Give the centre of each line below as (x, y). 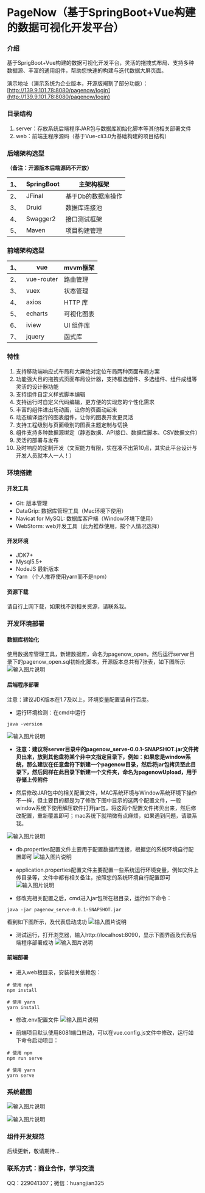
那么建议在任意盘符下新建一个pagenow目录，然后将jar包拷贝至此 (109, 764)
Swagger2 (41, 219)
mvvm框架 (79, 268)
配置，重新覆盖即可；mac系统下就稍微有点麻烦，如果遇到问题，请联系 (109, 815)
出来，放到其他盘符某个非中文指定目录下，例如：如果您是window (103, 757)
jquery (35, 337)
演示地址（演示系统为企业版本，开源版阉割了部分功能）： (78, 84)
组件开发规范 (26, 1136)
